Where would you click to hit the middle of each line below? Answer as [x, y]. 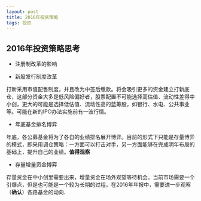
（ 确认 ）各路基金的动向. [36, 192]
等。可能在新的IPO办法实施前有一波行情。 [58, 112]
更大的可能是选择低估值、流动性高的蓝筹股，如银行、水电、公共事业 [106, 104]
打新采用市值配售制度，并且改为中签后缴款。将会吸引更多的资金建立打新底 [98, 89]
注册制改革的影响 [36, 64]
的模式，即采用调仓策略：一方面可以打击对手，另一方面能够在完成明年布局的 [100, 144]
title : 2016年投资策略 [32, 17]
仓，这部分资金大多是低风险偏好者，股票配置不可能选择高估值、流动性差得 [98, 97]
